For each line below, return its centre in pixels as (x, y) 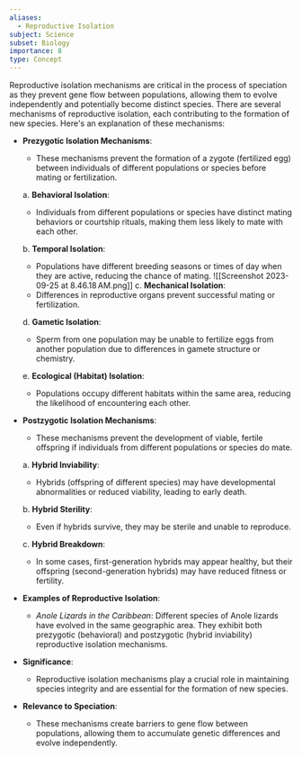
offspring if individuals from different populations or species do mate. (164, 447)
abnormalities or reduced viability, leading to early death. (141, 492)
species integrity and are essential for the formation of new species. (162, 689)
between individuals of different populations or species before (151, 168)
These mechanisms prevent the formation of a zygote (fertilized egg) (164, 158)
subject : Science (42, 34)
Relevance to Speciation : (70, 706)
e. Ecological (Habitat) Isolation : (83, 376)
